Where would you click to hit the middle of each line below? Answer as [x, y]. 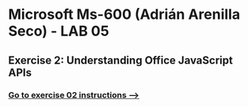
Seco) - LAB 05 [59, 31]
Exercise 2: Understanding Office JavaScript [121, 60]
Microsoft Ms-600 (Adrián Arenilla [124, 15]
